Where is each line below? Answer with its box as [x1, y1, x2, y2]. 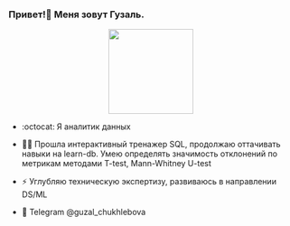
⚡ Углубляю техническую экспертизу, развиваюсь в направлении [21, 176, 277, 187]
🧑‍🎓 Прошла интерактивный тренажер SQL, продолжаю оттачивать [21, 139, 281, 150]
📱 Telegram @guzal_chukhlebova [21, 207, 146, 218]
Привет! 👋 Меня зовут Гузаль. [8, 8, 145, 21]
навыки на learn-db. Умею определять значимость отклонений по [21, 148, 277, 159]
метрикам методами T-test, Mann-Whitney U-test [21, 158, 211, 169]
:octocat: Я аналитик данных [21, 121, 132, 132]
